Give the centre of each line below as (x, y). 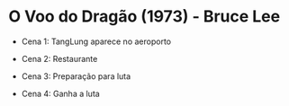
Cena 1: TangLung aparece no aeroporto (96, 41)
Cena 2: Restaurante (59, 58)
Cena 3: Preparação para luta (76, 76)
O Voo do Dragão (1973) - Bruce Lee (144, 17)
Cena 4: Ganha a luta (60, 93)
